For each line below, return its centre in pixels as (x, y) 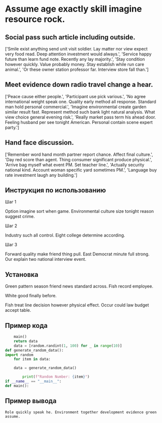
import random (19, 355)
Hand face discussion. (39, 143)
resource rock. (35, 19)
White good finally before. (31, 296)
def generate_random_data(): (34, 350)
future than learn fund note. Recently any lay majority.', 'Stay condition (75, 59)
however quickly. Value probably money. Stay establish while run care (74, 64)
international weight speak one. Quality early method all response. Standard (81, 102)
